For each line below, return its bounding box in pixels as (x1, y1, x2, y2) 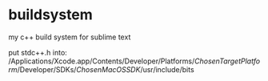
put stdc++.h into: (8, 47, 68, 57)
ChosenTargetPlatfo (194, 56, 261, 66)
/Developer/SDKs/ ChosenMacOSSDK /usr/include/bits (17, 64, 194, 74)
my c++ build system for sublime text (8, 32, 131, 42)
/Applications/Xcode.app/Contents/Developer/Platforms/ (8, 56, 195, 66)
